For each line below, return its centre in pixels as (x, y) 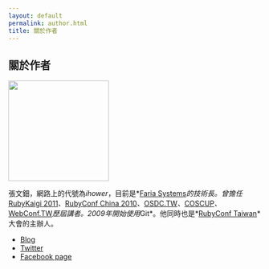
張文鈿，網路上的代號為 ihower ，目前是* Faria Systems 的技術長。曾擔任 (126, 194)
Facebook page (46, 257)
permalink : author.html (48, 23)
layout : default (35, 16)
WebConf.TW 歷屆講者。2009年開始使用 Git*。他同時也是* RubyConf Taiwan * (134, 214)
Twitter (32, 248)
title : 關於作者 (33, 31)
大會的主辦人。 (33, 224)
